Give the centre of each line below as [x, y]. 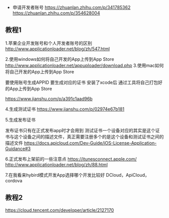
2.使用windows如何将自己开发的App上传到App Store [60, 59]
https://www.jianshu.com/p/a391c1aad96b [49, 98]
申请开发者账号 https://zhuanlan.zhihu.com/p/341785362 [71, 7]
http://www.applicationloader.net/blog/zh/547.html [58, 49]
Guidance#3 [18, 148]
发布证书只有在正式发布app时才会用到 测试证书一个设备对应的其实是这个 [80, 130]
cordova [14, 180]
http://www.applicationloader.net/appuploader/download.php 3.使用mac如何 [84, 65]
